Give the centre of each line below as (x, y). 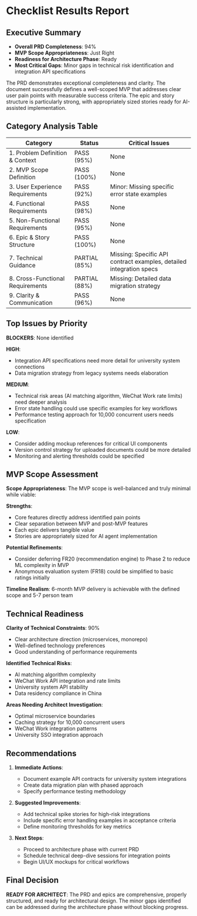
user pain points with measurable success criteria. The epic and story (90, 95)
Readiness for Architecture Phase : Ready (66, 59)
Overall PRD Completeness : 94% (55, 46)
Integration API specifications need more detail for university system (97, 360)
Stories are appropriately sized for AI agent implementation (86, 536)
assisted (16, 108)
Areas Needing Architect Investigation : (55, 705)
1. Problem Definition (38, 153)
